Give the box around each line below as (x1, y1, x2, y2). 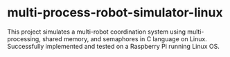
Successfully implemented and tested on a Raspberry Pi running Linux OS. (7, 42, 220, 50)
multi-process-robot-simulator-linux (7, 5, 223, 21)
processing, (7, 34, 42, 43)
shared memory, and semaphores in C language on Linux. (42, 34, 208, 43)
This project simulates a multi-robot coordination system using (7, 27, 186, 36)
